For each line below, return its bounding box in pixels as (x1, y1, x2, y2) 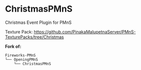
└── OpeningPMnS (5, 57, 38, 62)
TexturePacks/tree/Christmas (5, 34, 64, 40)
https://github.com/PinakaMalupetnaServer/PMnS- (34, 29, 136, 35)
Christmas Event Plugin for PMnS (5, 19, 72, 25)
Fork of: (5, 43, 21, 49)
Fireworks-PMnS (5, 52, 36, 58)
